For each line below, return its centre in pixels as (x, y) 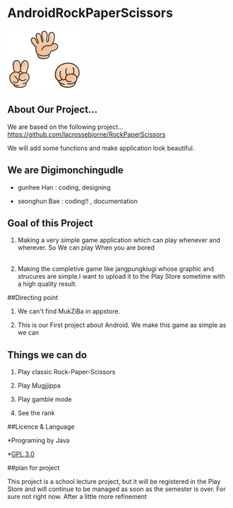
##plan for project (34, 468)
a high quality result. (47, 284)
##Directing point (33, 298)
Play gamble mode (44, 399)
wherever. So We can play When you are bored (86, 248)
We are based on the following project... (65, 127)
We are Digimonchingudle (65, 170)
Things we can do (47, 355)
